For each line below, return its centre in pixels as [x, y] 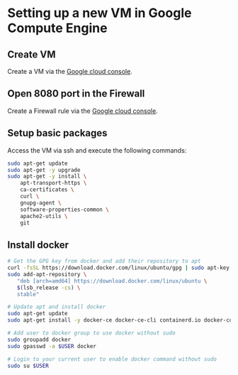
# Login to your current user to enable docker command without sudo [112, 359]
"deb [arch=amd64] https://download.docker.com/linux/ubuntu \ [112, 281]
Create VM [32, 54]
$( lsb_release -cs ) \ [49, 288]
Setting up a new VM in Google [100, 13]
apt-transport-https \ [53, 183]
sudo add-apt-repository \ [47, 274]
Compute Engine [57, 28]
